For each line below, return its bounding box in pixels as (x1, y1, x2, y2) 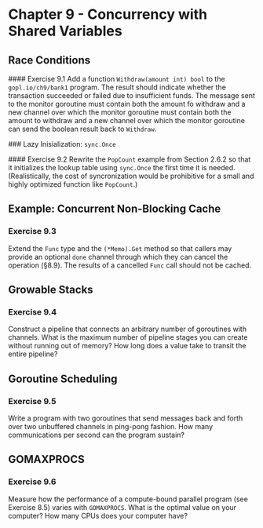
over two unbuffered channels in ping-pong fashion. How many (8, 422, 214, 432)
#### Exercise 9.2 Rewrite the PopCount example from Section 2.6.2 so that (8, 155, 251, 164)
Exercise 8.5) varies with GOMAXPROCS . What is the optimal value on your (8, 502, 237, 512)
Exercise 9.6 (8, 476, 57, 487)
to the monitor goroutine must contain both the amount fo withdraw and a (8, 100, 246, 108)
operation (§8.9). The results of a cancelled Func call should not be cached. (8, 260, 252, 270)
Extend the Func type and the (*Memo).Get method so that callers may (8, 243, 232, 253)
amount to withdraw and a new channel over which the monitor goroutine (8, 116, 246, 125)
